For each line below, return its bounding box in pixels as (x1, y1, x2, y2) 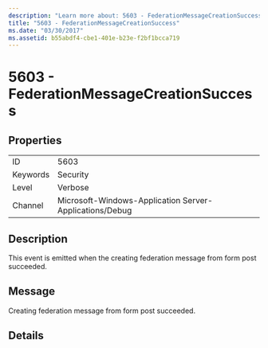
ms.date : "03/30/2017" (8, 26, 84, 34)
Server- (182, 195, 213, 206)
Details (8, 329, 44, 342)
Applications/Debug (57, 205, 132, 216)
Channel (12, 200, 44, 211)
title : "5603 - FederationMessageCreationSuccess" (8, 19, 180, 27)
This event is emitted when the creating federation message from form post (8, 253, 257, 263)
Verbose (57, 182, 89, 194)
